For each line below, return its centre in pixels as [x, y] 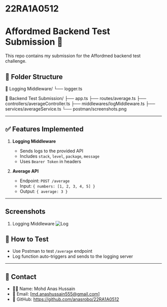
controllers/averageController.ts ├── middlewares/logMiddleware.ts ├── [80, 103]
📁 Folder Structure [34, 77]
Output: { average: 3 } [44, 191]
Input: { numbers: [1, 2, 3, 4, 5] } [57, 186]
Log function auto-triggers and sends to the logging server [73, 256]
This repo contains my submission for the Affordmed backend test [73, 56]
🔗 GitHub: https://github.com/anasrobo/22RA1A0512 [66, 300]
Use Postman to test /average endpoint [52, 251]
